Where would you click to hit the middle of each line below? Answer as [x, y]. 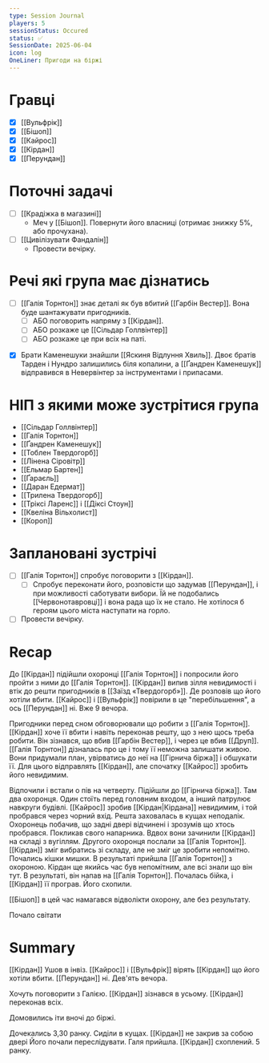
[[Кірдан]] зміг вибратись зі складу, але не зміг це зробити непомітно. [130, 850]
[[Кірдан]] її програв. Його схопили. [71, 884]
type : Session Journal [47, 16]
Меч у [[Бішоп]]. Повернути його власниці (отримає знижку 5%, [143, 223]
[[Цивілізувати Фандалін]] [64, 240]
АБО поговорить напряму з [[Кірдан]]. [98, 321]
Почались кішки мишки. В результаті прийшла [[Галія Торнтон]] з [121, 859]
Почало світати [35, 915]
